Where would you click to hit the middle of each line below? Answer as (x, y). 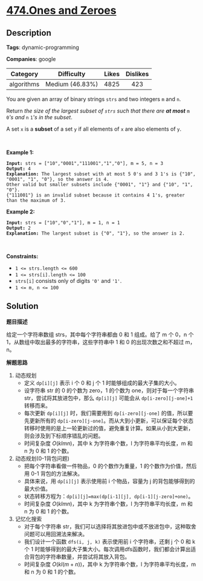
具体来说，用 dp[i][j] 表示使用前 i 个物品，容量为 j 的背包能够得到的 (109, 481)
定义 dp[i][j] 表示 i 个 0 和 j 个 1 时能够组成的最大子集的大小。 (102, 383)
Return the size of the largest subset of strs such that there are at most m (98, 111)
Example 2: (21, 212)
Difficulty (72, 74)
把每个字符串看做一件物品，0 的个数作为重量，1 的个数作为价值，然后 (110, 466)
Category (24, 74)
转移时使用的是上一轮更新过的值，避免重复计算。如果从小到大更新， (109, 428)
